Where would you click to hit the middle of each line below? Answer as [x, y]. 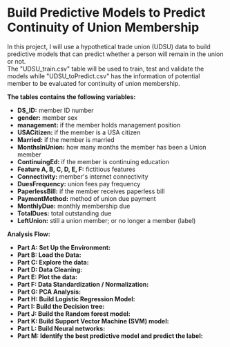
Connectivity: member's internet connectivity [83, 176]
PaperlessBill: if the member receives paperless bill [91, 191]
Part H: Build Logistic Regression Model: [76, 299]
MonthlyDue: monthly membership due [74, 206]
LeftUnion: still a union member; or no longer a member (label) [106, 220]
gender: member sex [47, 117]
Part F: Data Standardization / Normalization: [83, 284]
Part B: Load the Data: [49, 255]
